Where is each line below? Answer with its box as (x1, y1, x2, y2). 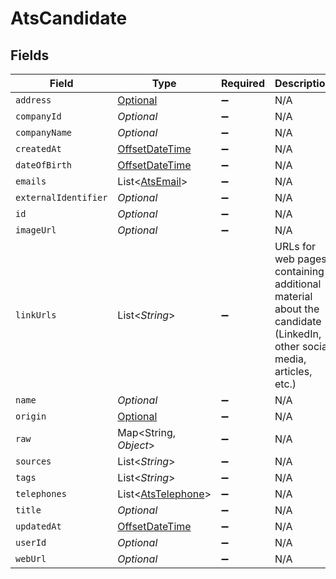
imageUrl (15, 225, 57, 236)
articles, (274, 365, 313, 378)
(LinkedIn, (274, 327, 322, 341)
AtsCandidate (10, 7, 128, 30)
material (274, 290, 313, 303)
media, (274, 352, 307, 366)
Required (221, 77, 265, 90)
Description (274, 77, 332, 90)
